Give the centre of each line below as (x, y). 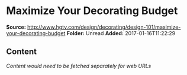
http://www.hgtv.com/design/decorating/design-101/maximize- (104, 27)
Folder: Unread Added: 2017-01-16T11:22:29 (121, 33)
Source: (16, 27)
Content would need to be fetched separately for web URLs (79, 66)
